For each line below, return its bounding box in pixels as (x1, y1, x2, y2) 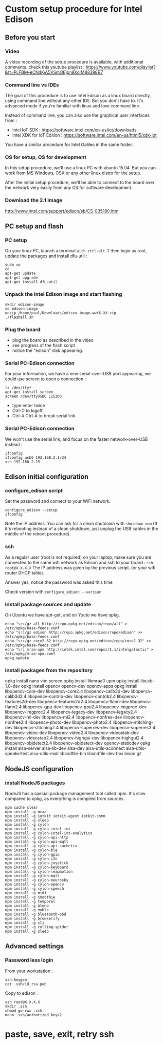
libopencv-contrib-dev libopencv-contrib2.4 (27, 694, 116, 699)
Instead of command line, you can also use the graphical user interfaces (5, 112, 150, 118)
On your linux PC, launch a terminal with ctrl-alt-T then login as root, (5, 248, 147, 254)
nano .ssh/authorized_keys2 (5, 1012, 62, 1017)
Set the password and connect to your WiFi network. (5, 498, 111, 504)
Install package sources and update (5, 601, 91, 608)
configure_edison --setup (5, 508, 57, 513)
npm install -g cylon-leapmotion (5, 869, 73, 874)
